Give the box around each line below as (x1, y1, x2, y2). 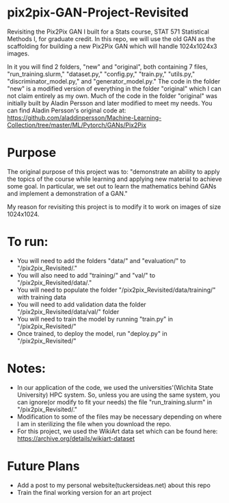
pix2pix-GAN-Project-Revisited (7, 5, 189, 21)
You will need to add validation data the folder (16, 300, 147, 308)
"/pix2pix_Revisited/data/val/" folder (16, 307, 120, 316)
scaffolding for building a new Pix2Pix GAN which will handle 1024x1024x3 (7, 42, 217, 50)
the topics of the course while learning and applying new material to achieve (7, 175, 222, 183)
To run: (7, 234, 49, 249)
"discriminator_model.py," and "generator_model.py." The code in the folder (7, 77, 221, 85)
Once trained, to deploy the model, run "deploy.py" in (16, 329, 167, 337)
